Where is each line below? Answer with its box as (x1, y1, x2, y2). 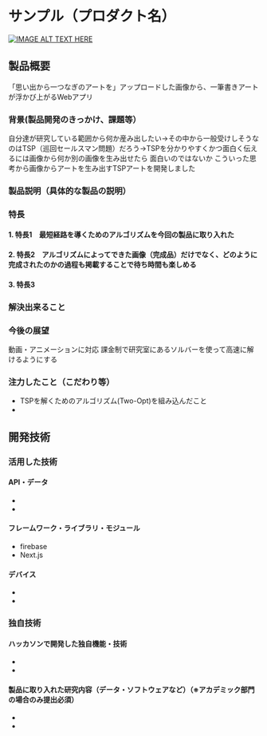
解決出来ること (8, 301, 66, 312)
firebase (19, 541, 48, 551)
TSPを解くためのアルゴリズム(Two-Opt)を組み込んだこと (19, 396, 207, 406)
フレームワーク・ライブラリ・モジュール (8, 524, 141, 533)
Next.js (19, 550, 44, 560)
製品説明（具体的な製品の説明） (8, 185, 132, 196)
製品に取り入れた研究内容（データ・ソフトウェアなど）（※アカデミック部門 (8, 684, 255, 694)
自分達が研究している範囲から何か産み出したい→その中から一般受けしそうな (8, 133, 259, 144)
